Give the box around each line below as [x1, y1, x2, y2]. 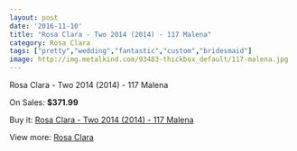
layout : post [9, 13, 59, 22]
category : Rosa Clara [9, 38, 91, 48]
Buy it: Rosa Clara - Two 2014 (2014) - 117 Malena [9, 114, 194, 125]
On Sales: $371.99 [9, 97, 79, 108]
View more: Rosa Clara [9, 132, 95, 142]
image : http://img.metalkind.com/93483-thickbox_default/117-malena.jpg [9, 55, 289, 64]
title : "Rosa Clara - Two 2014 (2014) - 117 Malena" [9, 30, 212, 39]
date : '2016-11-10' [9, 22, 83, 31]
